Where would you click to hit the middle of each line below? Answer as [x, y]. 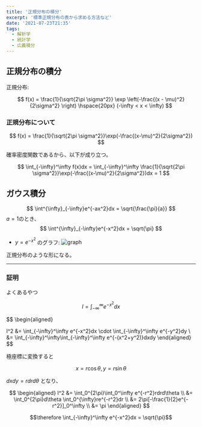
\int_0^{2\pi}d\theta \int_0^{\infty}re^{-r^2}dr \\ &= [75, 399]
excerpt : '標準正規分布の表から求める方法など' [59, 17]
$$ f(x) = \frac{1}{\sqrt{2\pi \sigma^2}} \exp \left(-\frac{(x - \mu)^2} [101, 99]
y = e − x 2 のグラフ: [37, 241]
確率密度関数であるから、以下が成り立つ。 [59, 154]
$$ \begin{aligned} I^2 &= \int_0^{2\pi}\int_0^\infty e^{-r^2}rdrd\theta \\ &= [101, 393]
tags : [13, 29]
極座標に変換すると [30, 356]
